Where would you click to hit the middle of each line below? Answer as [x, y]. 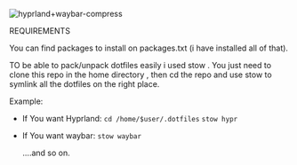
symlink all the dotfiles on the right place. [84, 84]
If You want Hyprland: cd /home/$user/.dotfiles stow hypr [130, 118]
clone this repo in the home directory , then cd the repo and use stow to [141, 75]
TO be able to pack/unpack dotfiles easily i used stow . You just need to [140, 65]
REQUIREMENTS [40, 31]
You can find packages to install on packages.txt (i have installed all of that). [149, 48]
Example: [26, 101]
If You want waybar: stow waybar [82, 136]
